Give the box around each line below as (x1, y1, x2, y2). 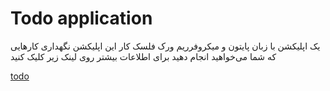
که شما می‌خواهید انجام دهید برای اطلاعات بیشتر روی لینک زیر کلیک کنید (10, 50, 277, 62)
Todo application (10, 7, 153, 30)
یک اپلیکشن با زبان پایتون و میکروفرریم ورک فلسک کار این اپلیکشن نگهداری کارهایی (10, 40, 321, 52)
